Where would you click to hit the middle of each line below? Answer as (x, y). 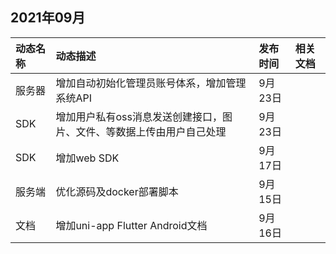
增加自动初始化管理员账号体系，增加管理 (151, 83)
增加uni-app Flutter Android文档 (131, 225)
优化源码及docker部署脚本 (117, 191)
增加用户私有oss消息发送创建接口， (139, 116)
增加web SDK (87, 158)
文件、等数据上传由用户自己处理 (151, 131)
